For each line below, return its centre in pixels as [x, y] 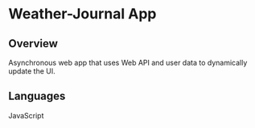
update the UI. [32, 71]
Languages [37, 96]
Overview [33, 44]
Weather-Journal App [82, 14]
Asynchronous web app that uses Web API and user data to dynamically [128, 62]
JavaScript [26, 115]
